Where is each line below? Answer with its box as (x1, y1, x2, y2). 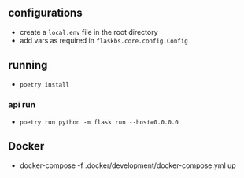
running (8, 58, 48, 72)
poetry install (19, 80, 70, 89)
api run (8, 98, 36, 109)
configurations (8, 6, 83, 20)
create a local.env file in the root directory (19, 27, 159, 36)
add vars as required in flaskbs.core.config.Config (19, 35, 189, 45)
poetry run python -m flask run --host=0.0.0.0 (19, 118, 179, 126)
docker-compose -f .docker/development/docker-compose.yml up (19, 161, 236, 170)
